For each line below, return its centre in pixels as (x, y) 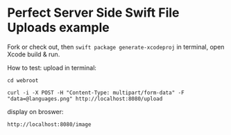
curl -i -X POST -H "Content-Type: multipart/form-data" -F (96, 93)
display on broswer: (35, 111)
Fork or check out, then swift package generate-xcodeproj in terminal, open (116, 47)
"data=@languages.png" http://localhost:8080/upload (85, 99)
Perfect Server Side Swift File (93, 13)
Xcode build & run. (34, 54)
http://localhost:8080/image (49, 124)
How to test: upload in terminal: (52, 67)
